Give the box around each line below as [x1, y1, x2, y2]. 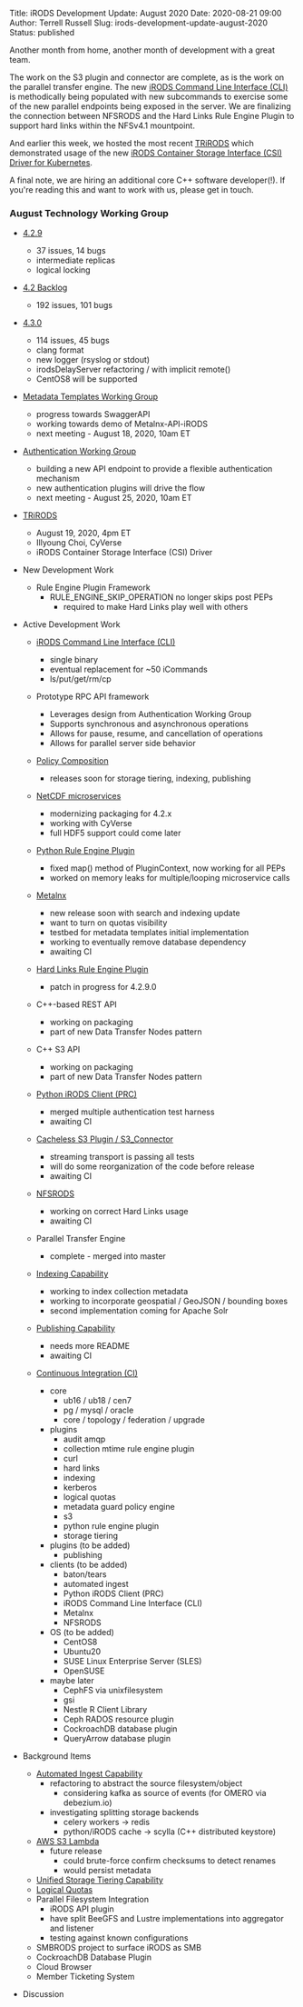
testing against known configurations [49, 1932, 189, 1943]
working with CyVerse [49, 818, 133, 829]
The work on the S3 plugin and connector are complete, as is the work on [9, 72, 285, 83]
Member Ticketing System [35, 1972, 135, 1982]
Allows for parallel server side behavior [49, 738, 197, 749]
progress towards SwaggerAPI [35, 409, 151, 420]
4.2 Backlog [22, 282, 68, 294]
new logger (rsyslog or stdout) [35, 354, 151, 365]
